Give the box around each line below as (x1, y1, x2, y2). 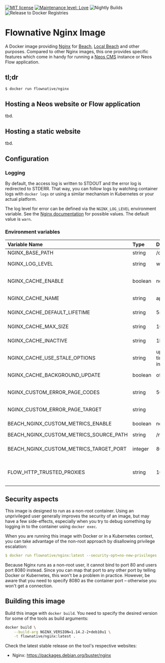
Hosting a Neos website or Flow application (5, 100, 141, 108)
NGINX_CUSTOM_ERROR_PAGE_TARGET (7, 406, 102, 413)
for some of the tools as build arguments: (5, 615, 88, 621)
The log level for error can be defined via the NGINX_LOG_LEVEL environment (5, 206, 156, 211)
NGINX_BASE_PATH (7, 249, 54, 256)
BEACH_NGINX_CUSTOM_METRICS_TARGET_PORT (7, 446, 127, 452)
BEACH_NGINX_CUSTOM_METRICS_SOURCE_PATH (7, 431, 128, 438)
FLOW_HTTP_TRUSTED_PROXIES (7, 469, 85, 476)
